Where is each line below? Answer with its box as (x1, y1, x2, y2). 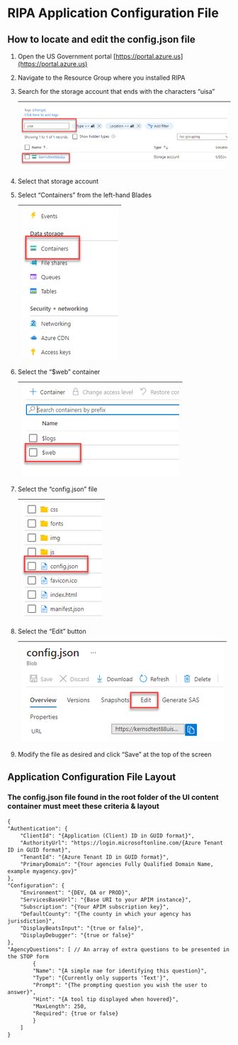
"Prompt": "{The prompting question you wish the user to (33, 981, 208, 989)
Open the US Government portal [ (17, 52, 116, 60)
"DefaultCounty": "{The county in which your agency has (20, 910, 192, 918)
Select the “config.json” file (17, 485, 98, 493)
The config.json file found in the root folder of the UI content (7, 792, 220, 802)
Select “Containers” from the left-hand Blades (17, 191, 152, 200)
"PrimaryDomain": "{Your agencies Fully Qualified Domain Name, (20, 860, 214, 868)
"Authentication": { (7, 825, 69, 832)
